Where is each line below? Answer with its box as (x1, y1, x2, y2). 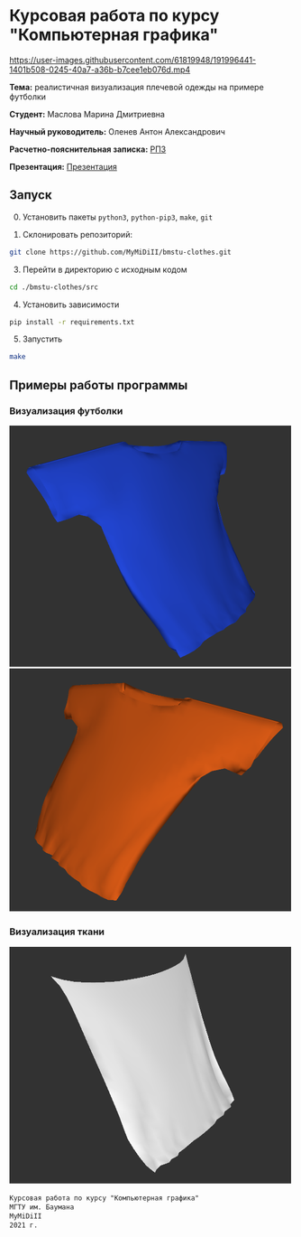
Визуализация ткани (9, 925, 105, 938)
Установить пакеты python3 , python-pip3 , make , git (22, 211, 214, 222)
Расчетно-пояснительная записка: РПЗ (9, 144, 167, 155)
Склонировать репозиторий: (22, 229, 133, 239)
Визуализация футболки (9, 404, 123, 417)
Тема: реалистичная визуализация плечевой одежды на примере (9, 81, 264, 92)
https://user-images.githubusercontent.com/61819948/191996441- (9, 54, 257, 65)
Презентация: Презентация (9, 161, 117, 172)
